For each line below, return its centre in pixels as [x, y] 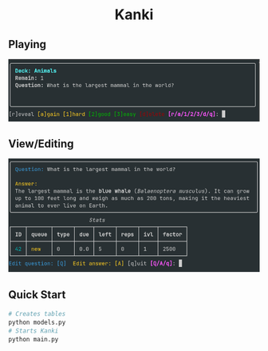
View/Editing [41, 144]
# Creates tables [37, 314]
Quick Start [37, 295]
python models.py [37, 323]
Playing [27, 44]
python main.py [33, 339]
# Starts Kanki [33, 331]
